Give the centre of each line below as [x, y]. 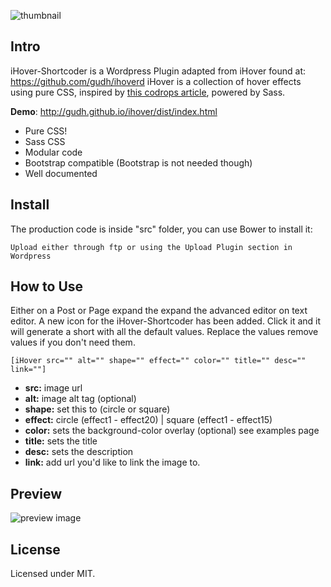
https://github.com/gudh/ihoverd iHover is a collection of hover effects [156, 81]
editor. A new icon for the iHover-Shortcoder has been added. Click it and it [166, 321]
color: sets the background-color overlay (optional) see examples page [172, 431]
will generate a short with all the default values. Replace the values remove [164, 332]
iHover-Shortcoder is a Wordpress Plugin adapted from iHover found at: [158, 71]
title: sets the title [61, 441]
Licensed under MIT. [53, 574]
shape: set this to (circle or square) [97, 409]
